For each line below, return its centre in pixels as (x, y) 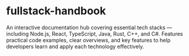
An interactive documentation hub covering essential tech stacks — (89, 27)
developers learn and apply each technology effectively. (75, 46)
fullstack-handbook (56, 11)
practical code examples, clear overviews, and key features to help (89, 40)
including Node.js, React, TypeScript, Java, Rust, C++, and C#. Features (94, 33)
